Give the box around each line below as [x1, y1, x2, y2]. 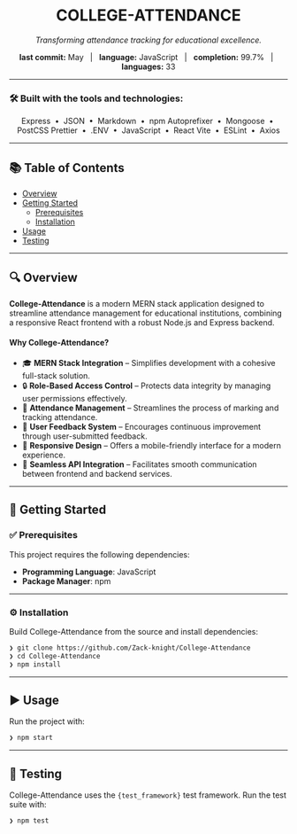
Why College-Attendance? [9, 338, 110, 348]
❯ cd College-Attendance [9, 651, 101, 660]
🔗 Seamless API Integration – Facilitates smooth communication [21, 459, 258, 470]
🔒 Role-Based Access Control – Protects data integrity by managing [21, 380, 271, 391]
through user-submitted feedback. [21, 431, 148, 441]
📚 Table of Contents [9, 160, 126, 175]
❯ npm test [9, 816, 49, 825]
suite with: [9, 799, 47, 810]
